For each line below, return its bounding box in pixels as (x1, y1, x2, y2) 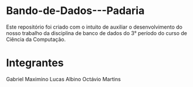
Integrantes (6, 57, 64, 69)
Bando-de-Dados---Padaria (6, 4, 145, 18)
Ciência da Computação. (6, 36, 66, 43)
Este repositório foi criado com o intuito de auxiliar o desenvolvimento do (6, 23, 183, 30)
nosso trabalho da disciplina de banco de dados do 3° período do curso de (6, 29, 188, 36)
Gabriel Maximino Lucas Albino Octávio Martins (6, 75, 121, 82)
